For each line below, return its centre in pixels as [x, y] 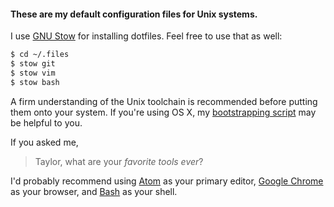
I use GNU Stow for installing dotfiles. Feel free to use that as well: [146, 36]
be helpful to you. [46, 122]
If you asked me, [44, 142]
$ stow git [33, 64]
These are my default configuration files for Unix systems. [134, 14]
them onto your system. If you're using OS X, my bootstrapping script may [163, 112]
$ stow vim [33, 73]
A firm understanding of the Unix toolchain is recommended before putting [164, 101]
